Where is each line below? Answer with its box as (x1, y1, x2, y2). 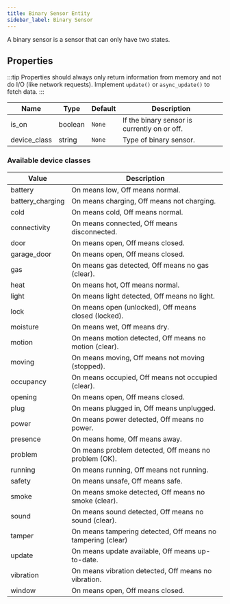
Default (91, 104, 116, 114)
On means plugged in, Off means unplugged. (71, 403, 216, 413)
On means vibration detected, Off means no (71, 566, 212, 575)
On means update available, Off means (71, 546, 196, 555)
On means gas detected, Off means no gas (71, 260, 209, 270)
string (58, 135, 77, 144)
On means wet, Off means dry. (71, 322, 170, 331)
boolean (58, 120, 86, 129)
